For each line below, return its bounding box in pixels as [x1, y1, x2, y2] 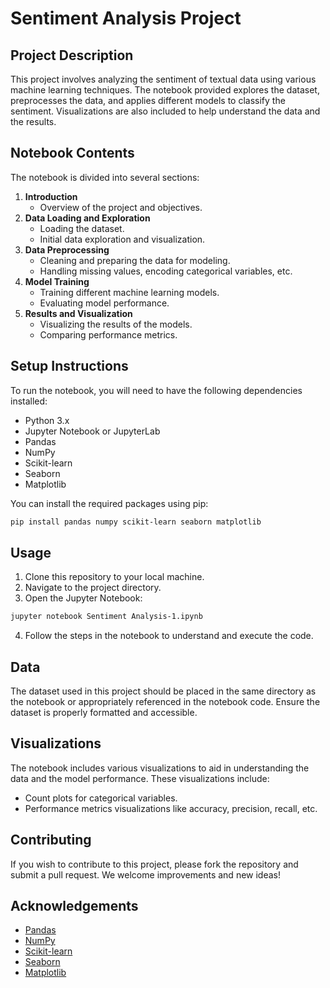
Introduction [24, 190, 78, 202]
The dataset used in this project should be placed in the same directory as [10, 685, 317, 697]
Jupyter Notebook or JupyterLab [24, 425, 161, 437]
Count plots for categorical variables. [24, 792, 178, 804]
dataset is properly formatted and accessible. [10, 707, 198, 718]
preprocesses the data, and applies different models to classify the [10, 95, 286, 106]
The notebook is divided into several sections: [10, 171, 200, 183]
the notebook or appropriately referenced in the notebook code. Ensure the [10, 696, 321, 707]
